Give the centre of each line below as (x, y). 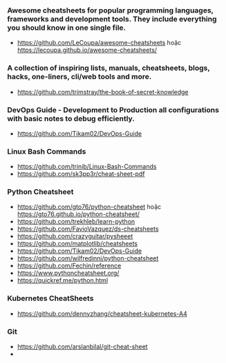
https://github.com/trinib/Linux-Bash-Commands (87, 167)
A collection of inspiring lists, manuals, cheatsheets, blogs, (109, 68)
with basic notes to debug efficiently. (71, 118)
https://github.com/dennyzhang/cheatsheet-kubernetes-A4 (102, 313)
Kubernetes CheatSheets (50, 299)
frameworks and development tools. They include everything (112, 19)
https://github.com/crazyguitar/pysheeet (75, 236)
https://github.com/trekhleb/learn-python (76, 222)
